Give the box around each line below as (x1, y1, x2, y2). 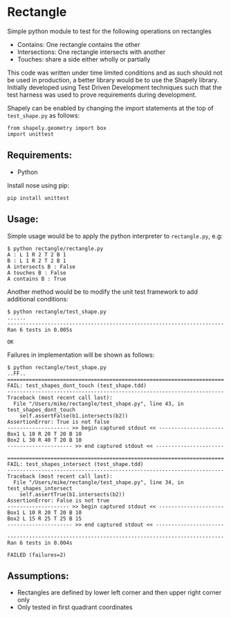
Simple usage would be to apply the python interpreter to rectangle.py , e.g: (7, 232, 223, 240)
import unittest (7, 131, 54, 138)
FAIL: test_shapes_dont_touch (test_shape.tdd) (7, 382, 147, 389)
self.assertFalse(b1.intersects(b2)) (19, 412, 129, 419)
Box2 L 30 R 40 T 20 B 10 (7, 436, 82, 443)
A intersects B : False (7, 263, 76, 270)
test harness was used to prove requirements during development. (7, 91, 197, 99)
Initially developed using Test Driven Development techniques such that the (7, 83, 223, 91)
